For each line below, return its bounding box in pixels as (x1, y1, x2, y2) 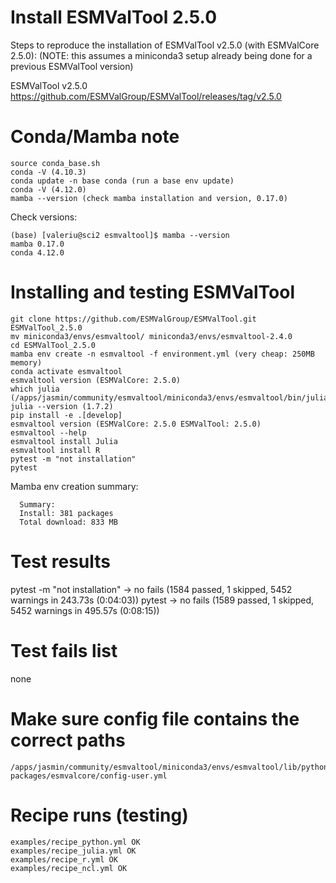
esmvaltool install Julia (10, 436, 118, 446)
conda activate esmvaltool (10, 366, 123, 376)
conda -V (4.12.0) (10, 184, 87, 195)
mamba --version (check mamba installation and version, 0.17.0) (10, 193, 288, 203)
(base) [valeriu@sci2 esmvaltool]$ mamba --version (10, 230, 230, 240)
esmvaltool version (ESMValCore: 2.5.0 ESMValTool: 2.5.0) (10, 419, 262, 429)
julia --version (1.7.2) (10, 401, 114, 411)
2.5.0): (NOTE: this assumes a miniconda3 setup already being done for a (10, 49, 313, 61)
